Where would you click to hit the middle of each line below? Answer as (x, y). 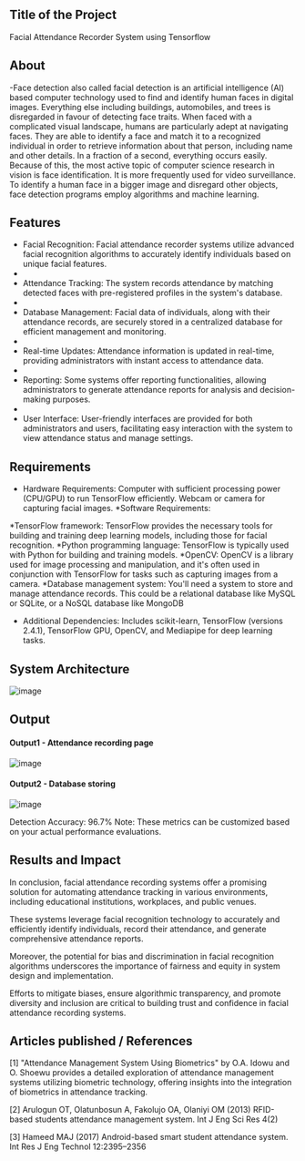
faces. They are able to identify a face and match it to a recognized (135, 136)
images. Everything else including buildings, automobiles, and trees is (140, 107)
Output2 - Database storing (62, 784)
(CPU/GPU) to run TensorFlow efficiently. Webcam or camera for (144, 498)
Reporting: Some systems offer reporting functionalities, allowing (144, 380)
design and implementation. (61, 975)
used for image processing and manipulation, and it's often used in (135, 565)
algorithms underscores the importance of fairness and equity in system (145, 966)
